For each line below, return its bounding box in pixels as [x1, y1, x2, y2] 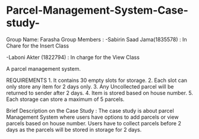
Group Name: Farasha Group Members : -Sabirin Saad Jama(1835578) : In [6, 36, 187, 43]
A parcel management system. [6, 65, 81, 72]
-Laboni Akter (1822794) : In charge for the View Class [6, 53, 140, 61]
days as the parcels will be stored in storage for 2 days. [6, 126, 142, 133]
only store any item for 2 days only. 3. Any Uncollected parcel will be [6, 83, 174, 90]
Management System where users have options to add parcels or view [6, 113, 179, 121]
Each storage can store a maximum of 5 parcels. [6, 96, 125, 103]
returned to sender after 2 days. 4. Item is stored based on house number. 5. [6, 89, 193, 96]
